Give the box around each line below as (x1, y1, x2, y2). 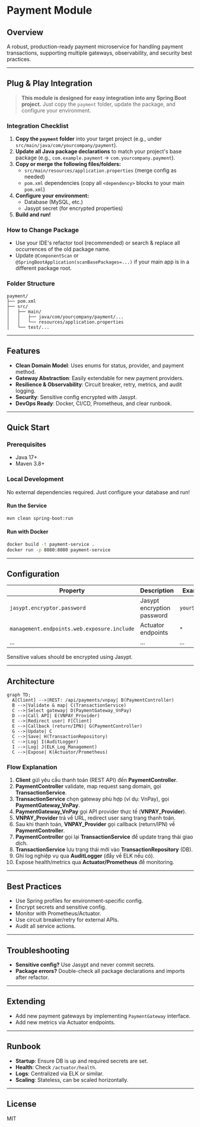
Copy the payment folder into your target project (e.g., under (15, 135, 162, 143)
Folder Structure (7, 280, 55, 288)
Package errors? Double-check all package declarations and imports (15, 968, 185, 975)
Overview (7, 27, 44, 37)
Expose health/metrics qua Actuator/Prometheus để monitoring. (15, 859, 174, 866)
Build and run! (15, 211, 51, 218)
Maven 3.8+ (15, 460, 45, 467)
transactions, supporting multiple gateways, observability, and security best (7, 49, 192, 56)
